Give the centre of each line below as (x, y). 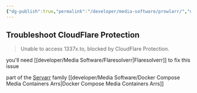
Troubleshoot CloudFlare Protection (73, 35)
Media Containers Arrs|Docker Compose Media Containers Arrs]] (85, 84)
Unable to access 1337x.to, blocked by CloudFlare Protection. (95, 49)
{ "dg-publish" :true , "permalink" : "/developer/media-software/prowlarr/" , (97, 11)
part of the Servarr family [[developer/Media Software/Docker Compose (93, 78)
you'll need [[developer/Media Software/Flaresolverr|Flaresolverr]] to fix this (98, 60)
